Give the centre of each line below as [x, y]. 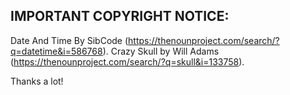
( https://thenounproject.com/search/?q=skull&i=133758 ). [127, 61]
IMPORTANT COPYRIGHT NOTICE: [120, 16]
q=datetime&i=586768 [56, 51]
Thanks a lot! [37, 81]
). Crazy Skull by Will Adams [161, 51]
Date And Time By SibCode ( [69, 40]
